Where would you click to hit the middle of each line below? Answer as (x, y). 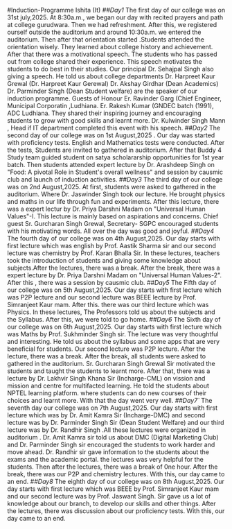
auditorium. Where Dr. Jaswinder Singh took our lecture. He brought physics (116, 194)
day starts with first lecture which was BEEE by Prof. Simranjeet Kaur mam (113, 489)
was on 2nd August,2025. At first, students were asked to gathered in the (112, 187)
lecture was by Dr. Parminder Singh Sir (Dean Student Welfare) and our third (116, 423)
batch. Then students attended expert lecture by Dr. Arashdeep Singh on (111, 165)
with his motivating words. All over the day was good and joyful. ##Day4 (111, 231)
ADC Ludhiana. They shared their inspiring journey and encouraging (105, 113)
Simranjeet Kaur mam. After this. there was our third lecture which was (108, 305)
